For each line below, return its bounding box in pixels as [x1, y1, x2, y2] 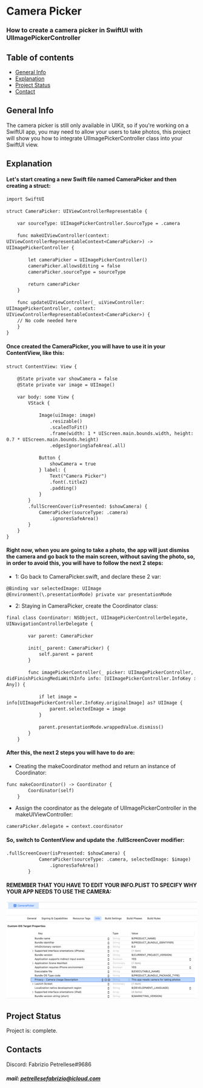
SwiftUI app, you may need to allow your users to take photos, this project [6, 128, 191, 135]
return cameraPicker [28, 281, 80, 287]
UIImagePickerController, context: [6, 306, 96, 312]
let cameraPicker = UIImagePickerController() [28, 257, 148, 263]
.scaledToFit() [49, 424, 88, 430]
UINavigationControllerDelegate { [6, 621, 94, 627]
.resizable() [49, 418, 83, 424]
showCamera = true [49, 461, 96, 467]
